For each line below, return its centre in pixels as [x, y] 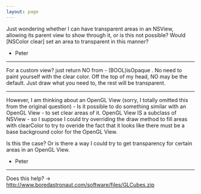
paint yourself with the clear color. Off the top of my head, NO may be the [97, 76]
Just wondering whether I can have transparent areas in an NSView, [90, 29]
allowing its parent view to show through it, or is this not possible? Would [96, 35]
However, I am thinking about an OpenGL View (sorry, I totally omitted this [97, 100]
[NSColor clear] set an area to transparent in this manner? [77, 41]
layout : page [22, 12]
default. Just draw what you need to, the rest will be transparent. [86, 83]
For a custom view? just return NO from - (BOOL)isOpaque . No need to [94, 70]
